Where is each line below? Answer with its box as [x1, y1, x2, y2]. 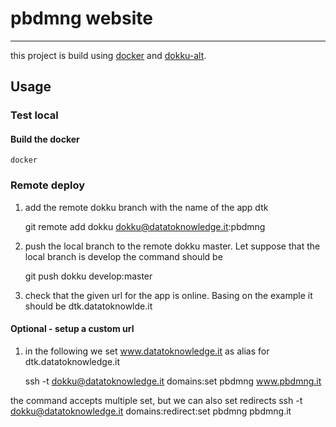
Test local [10, 108, 59, 122]
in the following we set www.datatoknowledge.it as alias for [24, 345, 270, 357]
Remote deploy [10, 178, 86, 192]
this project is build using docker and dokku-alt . [10, 49, 207, 61]
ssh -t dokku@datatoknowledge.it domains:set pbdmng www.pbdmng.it [24, 375, 322, 387]
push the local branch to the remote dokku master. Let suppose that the [24, 240, 321, 252]
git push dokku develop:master [24, 270, 153, 282]
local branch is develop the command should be [24, 250, 223, 262]
